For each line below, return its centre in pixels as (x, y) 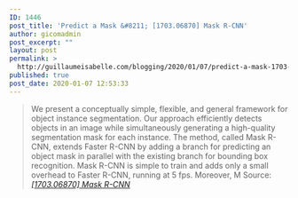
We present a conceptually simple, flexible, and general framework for (159, 108)
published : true (39, 75)
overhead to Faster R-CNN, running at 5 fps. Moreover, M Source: (151, 175)
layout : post (33, 51)
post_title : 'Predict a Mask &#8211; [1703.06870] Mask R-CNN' (129, 26)
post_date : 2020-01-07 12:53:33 (69, 83)
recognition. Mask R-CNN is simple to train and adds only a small (149, 165)
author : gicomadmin (45, 34)
